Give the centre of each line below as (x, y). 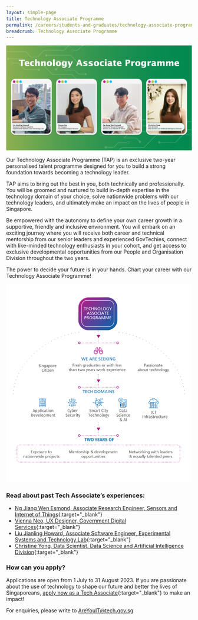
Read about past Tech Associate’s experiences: (76, 495)
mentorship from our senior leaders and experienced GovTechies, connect (97, 239)
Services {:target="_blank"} (47, 527)
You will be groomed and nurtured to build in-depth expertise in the (88, 190)
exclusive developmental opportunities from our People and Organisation (95, 252)
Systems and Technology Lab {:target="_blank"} (73, 539)
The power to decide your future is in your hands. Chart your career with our (99, 270)
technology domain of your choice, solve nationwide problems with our (93, 196)
